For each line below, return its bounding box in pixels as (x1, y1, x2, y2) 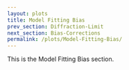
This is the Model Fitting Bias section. (7, 55, 114, 63)
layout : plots (7, 10, 49, 17)
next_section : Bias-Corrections (7, 29, 101, 37)
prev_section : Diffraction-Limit (7, 23, 104, 30)
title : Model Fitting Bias (7, 17, 85, 24)
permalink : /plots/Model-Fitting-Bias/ (7, 36, 123, 43)
